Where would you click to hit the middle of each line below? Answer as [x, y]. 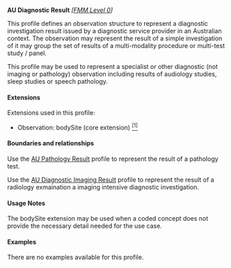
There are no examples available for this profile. [75, 258]
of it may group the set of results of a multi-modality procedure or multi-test [116, 46]
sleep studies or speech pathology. [57, 81]
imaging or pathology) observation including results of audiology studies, [112, 74]
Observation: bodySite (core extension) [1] [77, 127]
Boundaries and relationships [51, 143]
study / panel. [27, 53]
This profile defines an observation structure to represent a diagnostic [108, 23]
